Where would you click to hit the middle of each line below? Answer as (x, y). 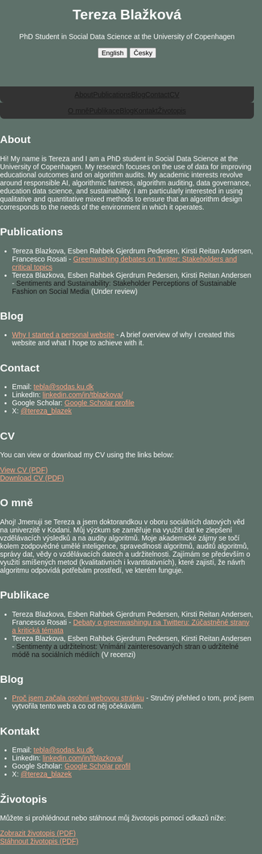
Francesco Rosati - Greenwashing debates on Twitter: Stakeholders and (125, 259)
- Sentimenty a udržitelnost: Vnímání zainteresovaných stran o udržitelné (125, 646)
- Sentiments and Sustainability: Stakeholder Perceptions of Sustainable (124, 283)
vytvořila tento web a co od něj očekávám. (77, 706)
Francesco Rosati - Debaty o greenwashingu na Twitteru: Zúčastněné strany (131, 622)
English (112, 53)
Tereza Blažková (127, 15)
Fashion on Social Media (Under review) (75, 291)
